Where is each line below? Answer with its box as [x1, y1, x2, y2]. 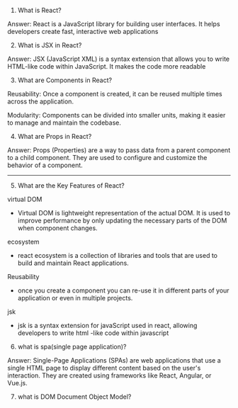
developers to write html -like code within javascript [17, 329, 169, 337]
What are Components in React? [17, 76, 112, 84]
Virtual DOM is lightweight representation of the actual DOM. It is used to [17, 209, 231, 217]
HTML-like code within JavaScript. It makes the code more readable [7, 62, 206, 70]
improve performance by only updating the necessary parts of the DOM [17, 216, 227, 225]
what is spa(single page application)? [17, 343, 127, 351]
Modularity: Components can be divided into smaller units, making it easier [7, 111, 226, 119]
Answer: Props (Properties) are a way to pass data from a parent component [7, 146, 231, 154]
